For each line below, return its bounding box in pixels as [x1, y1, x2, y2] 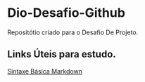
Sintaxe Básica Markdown [7, 67, 83, 75]
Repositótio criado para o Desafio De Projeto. [7, 28, 139, 36]
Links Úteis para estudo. [7, 48, 116, 60]
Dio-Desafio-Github [7, 5, 125, 21]
